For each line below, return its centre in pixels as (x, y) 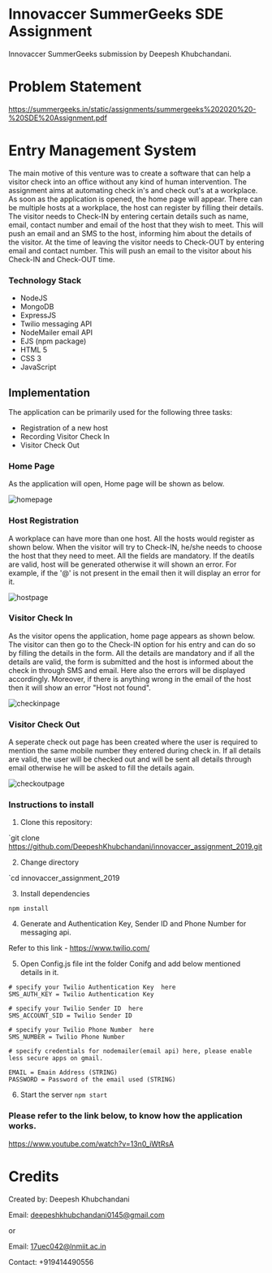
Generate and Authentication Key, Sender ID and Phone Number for (133, 924)
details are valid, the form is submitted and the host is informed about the (131, 662)
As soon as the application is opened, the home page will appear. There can (135, 199)
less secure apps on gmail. (56, 1059)
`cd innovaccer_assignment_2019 (64, 878)
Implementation (50, 393)
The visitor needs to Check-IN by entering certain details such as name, (129, 216)
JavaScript (38, 367)
